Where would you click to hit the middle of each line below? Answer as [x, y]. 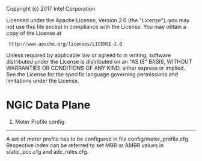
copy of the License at [34, 33]
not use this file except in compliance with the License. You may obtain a [96, 27]
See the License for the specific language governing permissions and [92, 74]
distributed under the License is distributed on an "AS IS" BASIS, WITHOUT [99, 62]
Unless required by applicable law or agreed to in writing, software [89, 55]
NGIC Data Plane [48, 105]
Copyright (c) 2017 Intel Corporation [51, 9]
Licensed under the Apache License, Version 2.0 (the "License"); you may [98, 20]
